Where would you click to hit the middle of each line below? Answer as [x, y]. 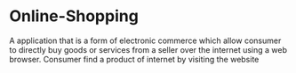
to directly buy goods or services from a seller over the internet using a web [148, 49]
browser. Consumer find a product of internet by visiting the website [134, 59]
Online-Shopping [74, 16]
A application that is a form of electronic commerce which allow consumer [145, 40]
